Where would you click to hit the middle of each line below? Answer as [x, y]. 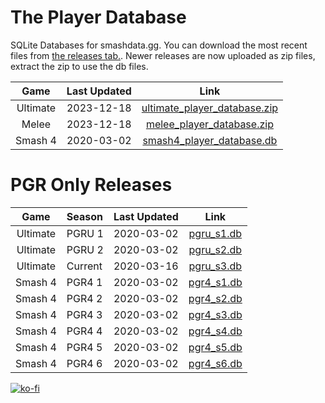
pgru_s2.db [215, 249]
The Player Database [98, 17]
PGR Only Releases [91, 185]
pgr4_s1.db [215, 282]
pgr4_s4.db [215, 331]
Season [85, 216]
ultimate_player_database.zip [210, 108]
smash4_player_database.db [210, 140]
